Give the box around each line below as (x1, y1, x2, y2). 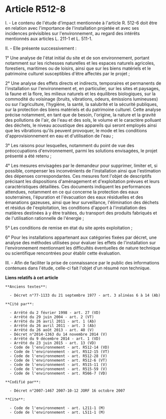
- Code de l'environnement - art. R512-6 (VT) (9, 358, 108, 363)
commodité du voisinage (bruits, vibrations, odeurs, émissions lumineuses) (5, 96, 159, 102)
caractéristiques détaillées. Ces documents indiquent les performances (5, 183, 151, 189)
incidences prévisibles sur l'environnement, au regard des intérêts (5, 30, 140, 36)
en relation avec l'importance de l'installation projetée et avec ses (5, 25, 139, 31)
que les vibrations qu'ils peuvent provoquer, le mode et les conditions (5, 127, 147, 133)
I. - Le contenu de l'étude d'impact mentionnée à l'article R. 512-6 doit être (5, 20, 158, 26)
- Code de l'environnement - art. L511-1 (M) (9, 410, 106, 415)
